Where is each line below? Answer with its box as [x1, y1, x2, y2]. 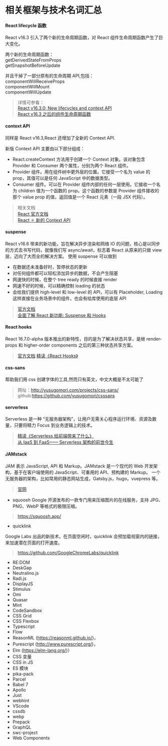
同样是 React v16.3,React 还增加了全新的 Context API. [5, 135, 115, 141]
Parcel [12, 676, 26, 682]
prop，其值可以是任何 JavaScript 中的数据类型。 [12, 175, 113, 181]
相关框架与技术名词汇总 [5, 5, 102, 16]
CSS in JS [12, 659, 34, 665]
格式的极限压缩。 [44, 503, 80, 509]
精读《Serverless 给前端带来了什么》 [17, 433, 94, 439]
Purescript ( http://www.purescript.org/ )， [12, 641, 98, 647]
